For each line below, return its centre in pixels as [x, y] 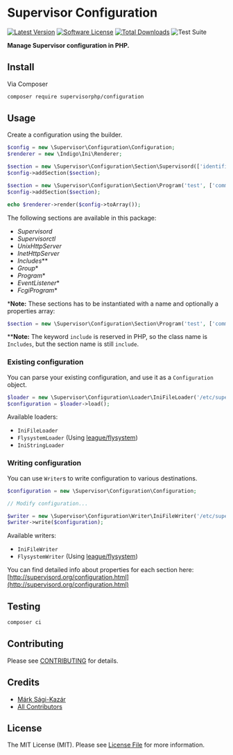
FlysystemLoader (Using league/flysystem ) [77, 437]
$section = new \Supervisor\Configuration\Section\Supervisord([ [103, 167]
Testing [24, 606]
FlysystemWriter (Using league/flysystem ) [77, 557]
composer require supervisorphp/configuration [76, 96]
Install [21, 67]
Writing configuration [44, 463]
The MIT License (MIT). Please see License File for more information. [106, 745]
